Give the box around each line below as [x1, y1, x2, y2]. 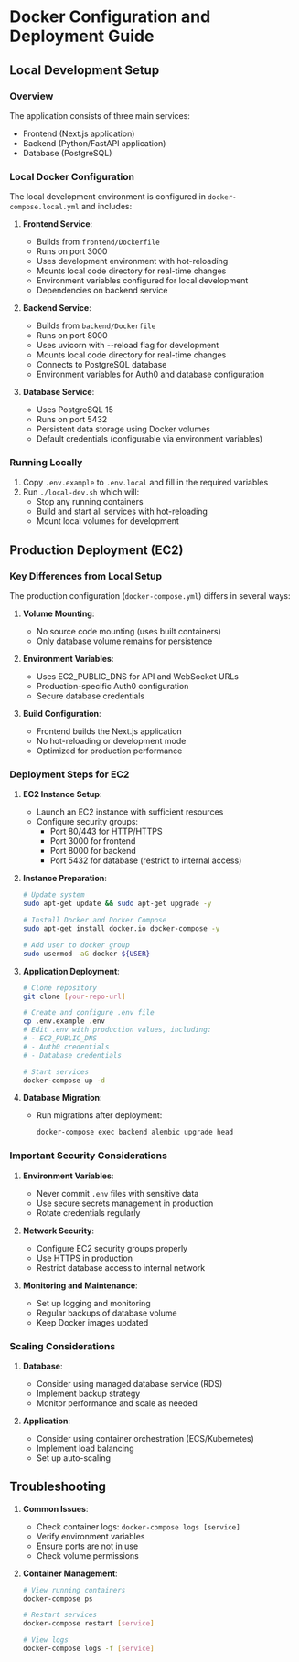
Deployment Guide [9, 26, 155, 47]
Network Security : [22, 1225, 94, 1236]
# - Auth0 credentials [22, 1042, 110, 1051]
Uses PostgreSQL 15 [36, 404, 114, 415]
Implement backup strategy [36, 1388, 141, 1399]
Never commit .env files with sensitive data [36, 1188, 199, 1199]
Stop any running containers [36, 496, 144, 507]
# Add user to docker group [22, 940, 130, 950]
